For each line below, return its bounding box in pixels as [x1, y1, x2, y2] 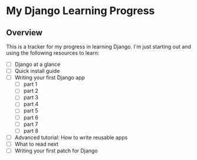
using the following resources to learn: [6, 49, 100, 56]
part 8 [23, 127, 38, 134]
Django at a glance [14, 61, 61, 68]
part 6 [23, 114, 38, 121]
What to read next [14, 140, 59, 148]
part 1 [23, 81, 37, 88]
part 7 [23, 121, 38, 128]
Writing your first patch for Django [14, 147, 98, 154]
